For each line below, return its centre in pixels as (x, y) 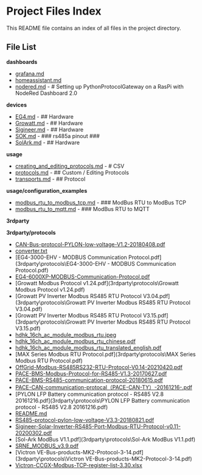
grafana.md (30, 74)
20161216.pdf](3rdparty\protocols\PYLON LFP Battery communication (102, 400)
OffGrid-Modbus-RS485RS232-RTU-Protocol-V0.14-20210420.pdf (99, 367)
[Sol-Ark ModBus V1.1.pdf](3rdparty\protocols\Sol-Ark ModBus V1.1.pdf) (105, 439)
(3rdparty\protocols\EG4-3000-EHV (61, 263)
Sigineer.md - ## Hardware (49, 130)
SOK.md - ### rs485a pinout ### (57, 136)
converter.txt (31, 251)
